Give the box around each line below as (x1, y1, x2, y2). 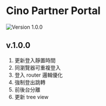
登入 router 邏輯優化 (14, 71, 63, 78)
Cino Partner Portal (6, 4, 101, 18)
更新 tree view (14, 93, 49, 100)
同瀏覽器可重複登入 (14, 64, 61, 71)
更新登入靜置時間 (14, 57, 56, 64)
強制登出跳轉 (14, 78, 45, 86)
